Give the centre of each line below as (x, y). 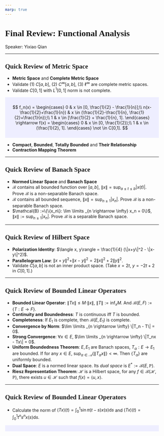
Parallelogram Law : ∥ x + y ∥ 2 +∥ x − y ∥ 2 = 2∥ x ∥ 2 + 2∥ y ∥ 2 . (68, 260)
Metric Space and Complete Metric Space (55, 78)
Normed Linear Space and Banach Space (54, 182)
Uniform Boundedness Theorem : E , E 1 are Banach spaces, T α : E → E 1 (83, 347)
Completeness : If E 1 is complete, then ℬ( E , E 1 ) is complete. (71, 320)
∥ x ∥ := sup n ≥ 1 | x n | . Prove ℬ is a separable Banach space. (70, 217)
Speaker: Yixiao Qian (26, 46)
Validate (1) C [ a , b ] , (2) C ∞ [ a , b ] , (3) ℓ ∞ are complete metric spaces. (80, 84)
